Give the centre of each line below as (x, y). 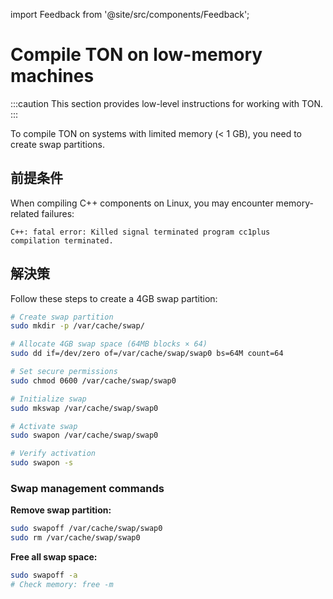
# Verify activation (53, 454)
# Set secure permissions (64, 372)
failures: (58, 213)
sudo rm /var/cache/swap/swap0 (75, 538)
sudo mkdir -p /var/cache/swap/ (77, 326)
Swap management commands (87, 488)
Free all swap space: (54, 557)
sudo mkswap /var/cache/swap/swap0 (84, 408)
